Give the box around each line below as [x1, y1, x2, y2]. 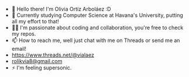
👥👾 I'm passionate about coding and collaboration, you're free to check [11, 24, 184, 31]
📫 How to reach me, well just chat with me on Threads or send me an [11, 37, 180, 44]
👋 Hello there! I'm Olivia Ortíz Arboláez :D [11, 6, 111, 12]
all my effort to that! [11, 18, 60, 24]
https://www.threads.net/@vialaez [11, 51, 95, 58]
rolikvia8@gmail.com [11, 58, 63, 64]
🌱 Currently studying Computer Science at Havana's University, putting [11, 12, 183, 19]
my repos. [11, 30, 36, 37]
